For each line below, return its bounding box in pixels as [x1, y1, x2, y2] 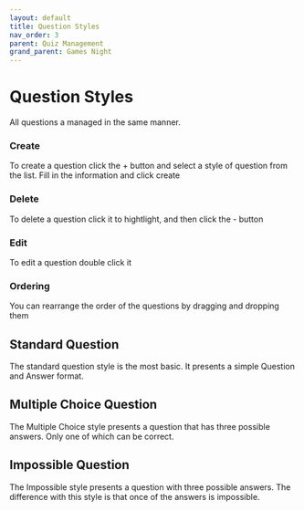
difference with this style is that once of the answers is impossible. [9, 491, 260, 502]
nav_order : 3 [9, 30, 59, 39]
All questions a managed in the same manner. [9, 117, 181, 128]
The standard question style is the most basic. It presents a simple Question [9, 361, 295, 372]
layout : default [9, 13, 71, 23]
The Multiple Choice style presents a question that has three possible [9, 421, 271, 432]
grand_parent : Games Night [9, 47, 112, 57]
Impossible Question [9, 457, 130, 473]
